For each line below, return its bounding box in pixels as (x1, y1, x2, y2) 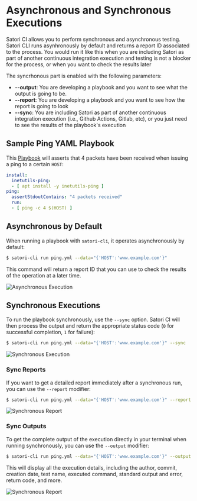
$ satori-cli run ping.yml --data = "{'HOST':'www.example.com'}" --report (6, 397, 192, 403)
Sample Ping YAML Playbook (6, 138, 114, 148)
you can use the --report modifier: (6, 385, 91, 392)
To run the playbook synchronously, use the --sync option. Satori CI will (6, 316, 180, 323)
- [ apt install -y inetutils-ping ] (11, 183, 104, 189)
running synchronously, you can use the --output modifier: (6, 442, 149, 449)
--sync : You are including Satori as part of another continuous (14, 109, 166, 116)
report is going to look (14, 102, 69, 109)
